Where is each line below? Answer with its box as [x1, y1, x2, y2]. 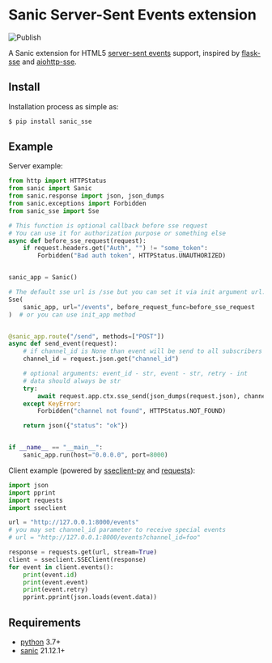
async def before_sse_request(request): [8, 236, 147, 244]
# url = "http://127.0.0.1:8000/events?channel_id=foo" [8, 533, 201, 542]
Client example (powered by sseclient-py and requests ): [8, 465, 196, 475]
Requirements [8, 615, 81, 629]
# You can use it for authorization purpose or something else [8, 229, 227, 237]
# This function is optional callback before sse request [8, 221, 208, 230]
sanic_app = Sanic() [8, 274, 79, 282]
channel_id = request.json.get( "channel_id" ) [23, 355, 180, 363]
